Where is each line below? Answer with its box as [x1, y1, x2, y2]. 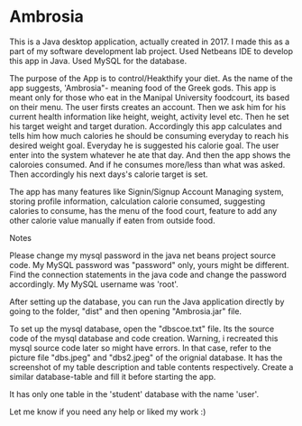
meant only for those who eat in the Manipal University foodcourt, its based [9, 92, 290, 103]
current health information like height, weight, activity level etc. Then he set [9, 111, 290, 122]
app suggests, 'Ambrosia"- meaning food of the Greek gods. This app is [9, 82, 277, 93]
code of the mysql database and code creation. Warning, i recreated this [9, 332, 279, 344]
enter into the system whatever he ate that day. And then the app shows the [9, 149, 291, 160]
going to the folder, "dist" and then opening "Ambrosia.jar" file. [9, 305, 242, 317]
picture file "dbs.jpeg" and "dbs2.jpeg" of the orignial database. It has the [9, 352, 283, 363]
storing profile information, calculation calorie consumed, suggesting [9, 196, 266, 207]
